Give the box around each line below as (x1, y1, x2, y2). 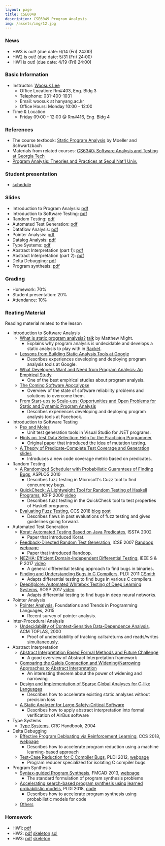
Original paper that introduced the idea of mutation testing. (27, 440, 147, 446)
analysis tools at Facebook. (27, 414, 83, 420)
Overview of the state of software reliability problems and (27, 388, 144, 393)
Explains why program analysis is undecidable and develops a (27, 341, 153, 347)
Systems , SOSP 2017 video (19, 587, 75, 593)
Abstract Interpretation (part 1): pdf (12, 247, 84, 253)
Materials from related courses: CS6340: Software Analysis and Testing (12, 148, 158, 154)
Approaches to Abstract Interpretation (19, 665, 97, 671)
